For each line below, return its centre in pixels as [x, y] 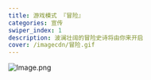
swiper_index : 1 [35, 30]
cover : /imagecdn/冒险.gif [52, 45]
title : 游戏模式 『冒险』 [46, 15]
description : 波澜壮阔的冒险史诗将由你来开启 [76, 38]
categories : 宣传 [36, 23]
